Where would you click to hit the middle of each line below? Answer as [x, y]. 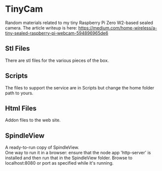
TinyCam [24, 9]
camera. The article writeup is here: [41, 28]
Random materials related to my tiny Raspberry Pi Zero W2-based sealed [79, 23]
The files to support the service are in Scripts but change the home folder [80, 87]
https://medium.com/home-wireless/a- [118, 28]
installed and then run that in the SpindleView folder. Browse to [69, 158]
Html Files [21, 108]
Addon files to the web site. [33, 120]
